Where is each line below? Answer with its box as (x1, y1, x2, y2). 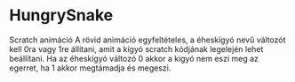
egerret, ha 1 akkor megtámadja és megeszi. (9, 63, 171, 73)
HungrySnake (9, 5, 114, 26)
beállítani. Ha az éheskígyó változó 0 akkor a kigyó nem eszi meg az (9, 53, 259, 63)
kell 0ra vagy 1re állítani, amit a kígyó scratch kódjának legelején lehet (9, 43, 264, 54)
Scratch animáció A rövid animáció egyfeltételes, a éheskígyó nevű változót (9, 34, 286, 45)
